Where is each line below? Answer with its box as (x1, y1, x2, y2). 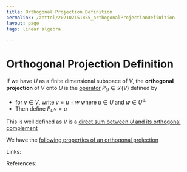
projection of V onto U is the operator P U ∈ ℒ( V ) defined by (6, 84, 158, 93)
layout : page (6, 20, 39, 26)
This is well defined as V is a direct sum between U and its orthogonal (6, 118, 181, 125)
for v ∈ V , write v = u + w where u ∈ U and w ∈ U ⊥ (15, 97, 147, 106)
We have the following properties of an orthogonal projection (6, 136, 159, 143)
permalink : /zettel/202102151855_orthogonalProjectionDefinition (6, 15, 175, 21)
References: (6, 160, 36, 167)
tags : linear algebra (6, 26, 61, 32)
